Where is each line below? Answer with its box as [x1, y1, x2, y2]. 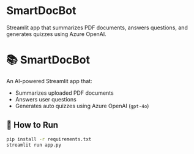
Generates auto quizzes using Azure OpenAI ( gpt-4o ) [15, 102, 149, 109]
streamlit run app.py [6, 142, 62, 148]
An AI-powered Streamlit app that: [6, 77, 93, 84]
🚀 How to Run [6, 120, 59, 130]
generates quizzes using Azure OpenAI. [6, 30, 107, 37]
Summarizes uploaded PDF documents [15, 89, 114, 97]
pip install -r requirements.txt [6, 136, 92, 142]
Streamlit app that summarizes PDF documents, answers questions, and [6, 24, 188, 31]
